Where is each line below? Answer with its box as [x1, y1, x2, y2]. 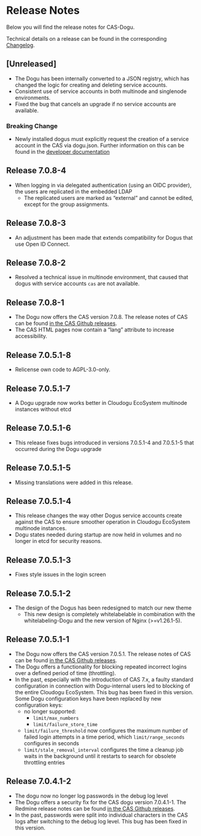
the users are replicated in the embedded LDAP [14, 187, 133, 195]
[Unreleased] [6, 59, 57, 69]
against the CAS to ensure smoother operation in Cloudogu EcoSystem [14, 518, 191, 526]
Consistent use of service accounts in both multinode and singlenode [14, 88, 187, 95]
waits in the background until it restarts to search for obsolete [23, 752, 176, 760]
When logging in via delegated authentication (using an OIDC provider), [14, 181, 192, 189]
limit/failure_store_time [32, 721, 98, 727]
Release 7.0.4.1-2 [6, 776, 71, 787]
